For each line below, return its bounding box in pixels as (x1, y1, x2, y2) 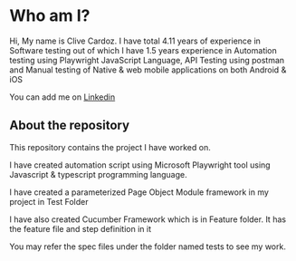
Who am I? (9, 5, 91, 26)
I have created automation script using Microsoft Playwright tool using (9, 159, 271, 170)
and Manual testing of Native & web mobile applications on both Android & (9, 64, 287, 75)
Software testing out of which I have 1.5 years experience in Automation (9, 44, 278, 55)
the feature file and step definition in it (9, 223, 152, 234)
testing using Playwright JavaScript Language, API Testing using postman (9, 54, 285, 65)
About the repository (9, 118, 129, 133)
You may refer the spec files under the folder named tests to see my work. (9, 241, 287, 252)
